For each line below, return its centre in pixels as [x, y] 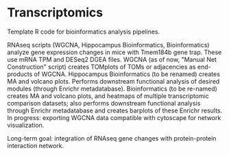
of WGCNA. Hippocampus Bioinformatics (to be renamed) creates [127, 74]
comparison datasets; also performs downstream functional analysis [104, 103]
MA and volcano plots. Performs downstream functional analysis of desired [113, 81]
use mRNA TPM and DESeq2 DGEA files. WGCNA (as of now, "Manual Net [112, 59]
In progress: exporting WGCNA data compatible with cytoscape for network [114, 117]
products [20, 74]
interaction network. [35, 145]
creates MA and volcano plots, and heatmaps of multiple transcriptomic [108, 96]
